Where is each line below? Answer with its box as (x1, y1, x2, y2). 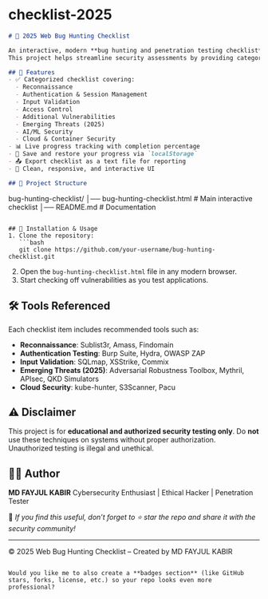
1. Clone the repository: (8, 232, 94, 240)
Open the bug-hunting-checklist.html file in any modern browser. (19, 266, 238, 276)
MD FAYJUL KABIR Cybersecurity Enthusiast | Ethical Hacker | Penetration (8, 488, 254, 498)
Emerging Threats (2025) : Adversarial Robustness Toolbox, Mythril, (19, 365, 245, 375)
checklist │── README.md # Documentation (8, 202, 156, 212)
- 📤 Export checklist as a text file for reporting (8, 157, 186, 165)
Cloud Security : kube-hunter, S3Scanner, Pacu (19, 382, 175, 392)
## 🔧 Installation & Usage (8, 224, 98, 232)
